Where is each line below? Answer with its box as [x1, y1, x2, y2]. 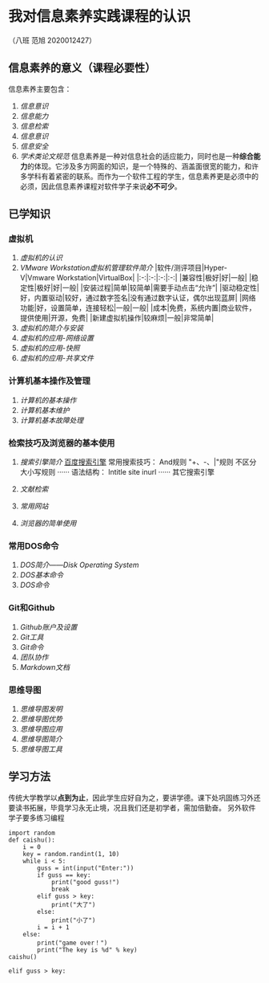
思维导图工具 [19, 744, 62, 753]
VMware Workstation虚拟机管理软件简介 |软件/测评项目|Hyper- [19, 263, 228, 273]
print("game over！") [37, 939, 108, 947]
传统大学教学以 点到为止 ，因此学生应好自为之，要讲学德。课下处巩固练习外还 [8, 793, 261, 802]
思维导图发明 [19, 704, 62, 713]
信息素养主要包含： [8, 84, 72, 93]
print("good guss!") [50, 878, 120, 886]
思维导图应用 [19, 724, 62, 733]
